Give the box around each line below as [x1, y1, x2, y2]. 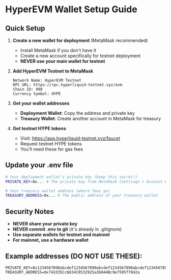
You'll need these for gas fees [20, 146, 83, 152]
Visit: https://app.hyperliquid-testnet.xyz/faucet [20, 135, 121, 141]
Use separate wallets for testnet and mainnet [12, 232, 110, 238]
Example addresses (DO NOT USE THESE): [5, 251, 142, 261]
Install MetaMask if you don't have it [20, 47, 97, 53]
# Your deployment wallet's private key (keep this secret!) [5, 174, 138, 180]
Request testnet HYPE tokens [20, 141, 82, 146]
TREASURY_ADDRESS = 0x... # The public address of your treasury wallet [5, 193, 158, 198]
